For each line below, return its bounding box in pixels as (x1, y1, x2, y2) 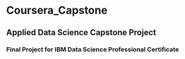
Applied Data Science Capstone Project (6, 27, 157, 38)
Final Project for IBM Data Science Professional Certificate (6, 45, 180, 54)
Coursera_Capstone (6, 4, 108, 17)
